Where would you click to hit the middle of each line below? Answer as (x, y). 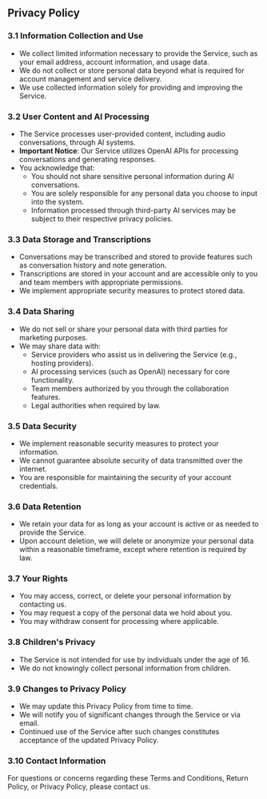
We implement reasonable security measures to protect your (119, 443)
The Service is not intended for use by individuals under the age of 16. (134, 659)
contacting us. (43, 604)
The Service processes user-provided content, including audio (122, 133)
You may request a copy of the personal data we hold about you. (126, 613)
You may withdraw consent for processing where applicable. (119, 622)
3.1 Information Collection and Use (76, 36)
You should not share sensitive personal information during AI (133, 176)
